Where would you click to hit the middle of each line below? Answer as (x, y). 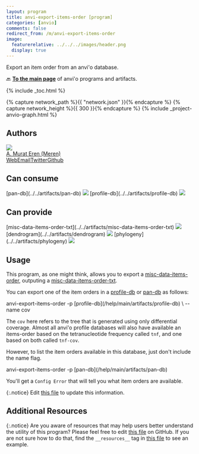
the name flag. (24, 358)
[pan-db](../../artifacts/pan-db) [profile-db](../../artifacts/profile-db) (92, 193)
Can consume (32, 178)
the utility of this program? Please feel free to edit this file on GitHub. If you (98, 431)
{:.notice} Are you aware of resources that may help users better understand (100, 426)
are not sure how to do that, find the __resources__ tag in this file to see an (97, 438)
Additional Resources (47, 411)
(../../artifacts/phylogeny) (37, 242)
